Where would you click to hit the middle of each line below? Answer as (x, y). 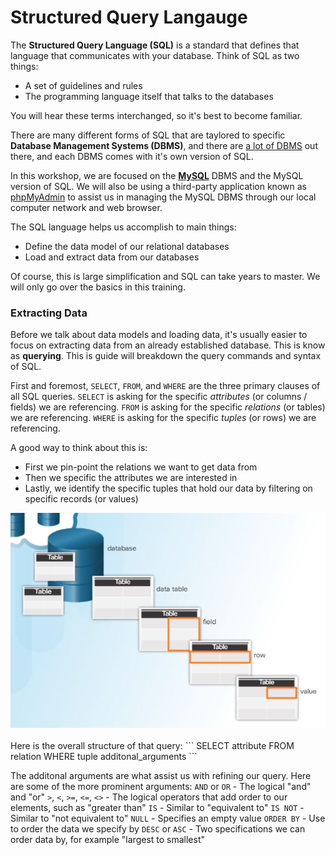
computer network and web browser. (86, 207)
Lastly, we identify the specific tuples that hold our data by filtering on (168, 488)
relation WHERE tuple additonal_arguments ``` (104, 757)
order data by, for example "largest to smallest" (108, 840)
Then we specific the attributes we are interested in (131, 478)
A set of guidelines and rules (83, 85)
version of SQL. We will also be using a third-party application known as (158, 186)
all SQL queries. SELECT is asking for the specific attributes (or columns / (159, 397)
